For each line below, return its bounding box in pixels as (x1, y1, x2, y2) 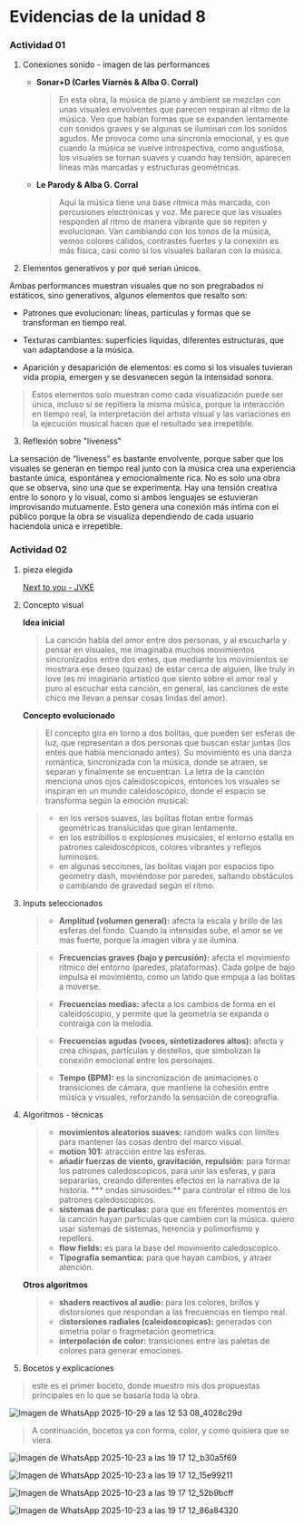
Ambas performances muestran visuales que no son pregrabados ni (9, 280, 264, 291)
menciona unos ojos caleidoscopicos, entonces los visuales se (44, 776, 280, 787)
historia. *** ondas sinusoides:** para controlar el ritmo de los (58, 1184, 292, 1195)
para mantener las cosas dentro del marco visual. (58, 1136, 243, 1147)
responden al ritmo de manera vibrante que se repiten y (58, 216, 268, 228)
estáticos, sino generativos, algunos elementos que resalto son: (9, 290, 248, 301)
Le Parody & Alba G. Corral (35, 180, 139, 191)
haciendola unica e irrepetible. (9, 521, 123, 532)
